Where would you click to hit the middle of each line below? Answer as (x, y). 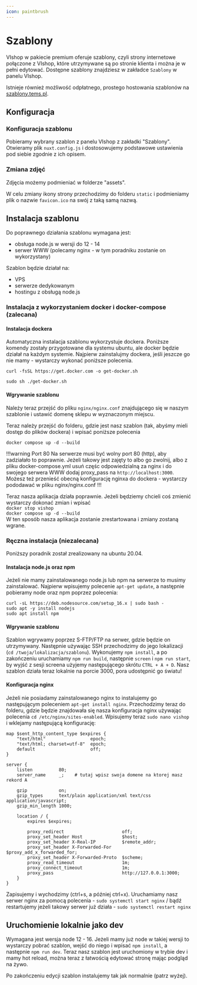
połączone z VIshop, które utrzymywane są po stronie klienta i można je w (96, 63)
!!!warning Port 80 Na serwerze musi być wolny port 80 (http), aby (86, 453)
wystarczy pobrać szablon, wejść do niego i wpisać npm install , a (87, 946)
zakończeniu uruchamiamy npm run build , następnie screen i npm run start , (98, 658)
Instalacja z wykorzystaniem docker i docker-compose (86, 307)
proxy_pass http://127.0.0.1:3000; (104, 873)
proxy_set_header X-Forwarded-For (69, 847)
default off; (59, 749)
